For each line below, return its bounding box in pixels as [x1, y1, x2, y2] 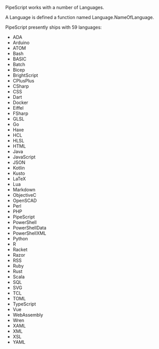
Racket [12, 247, 28, 253]
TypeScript [12, 301, 36, 307]
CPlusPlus [12, 78, 35, 84]
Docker [12, 99, 29, 106]
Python [12, 236, 28, 241]
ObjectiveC [12, 192, 37, 198]
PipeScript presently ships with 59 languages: [5, 24, 102, 30]
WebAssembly [12, 312, 43, 318]
